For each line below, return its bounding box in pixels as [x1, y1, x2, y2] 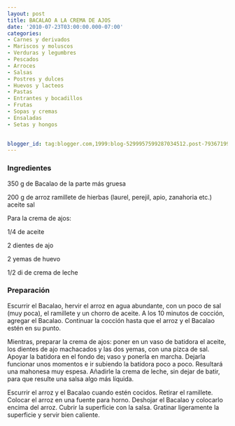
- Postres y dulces [7, 75, 64, 83]
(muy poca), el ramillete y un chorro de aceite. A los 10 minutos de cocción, [7, 309, 225, 317]
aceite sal [7, 200, 35, 209]
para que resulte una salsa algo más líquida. [7, 374, 134, 383]
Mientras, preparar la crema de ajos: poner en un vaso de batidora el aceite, [7, 337, 226, 345]
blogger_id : [7, 140, 42, 147]
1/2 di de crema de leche [7, 268, 78, 277]
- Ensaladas [7, 114, 42, 121]
